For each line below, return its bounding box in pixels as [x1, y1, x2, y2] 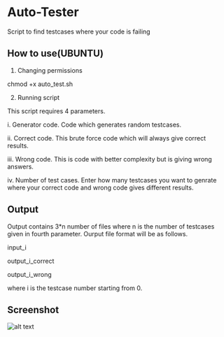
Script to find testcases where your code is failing [7, 27, 150, 36]
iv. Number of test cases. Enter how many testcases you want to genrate [7, 175, 217, 184]
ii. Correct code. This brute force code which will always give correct [7, 134, 206, 142]
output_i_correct [7, 257, 55, 265]
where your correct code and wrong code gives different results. [7, 183, 194, 192]
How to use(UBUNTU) [7, 48, 104, 59]
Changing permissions [17, 66, 83, 74]
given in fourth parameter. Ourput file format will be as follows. [7, 229, 188, 238]
